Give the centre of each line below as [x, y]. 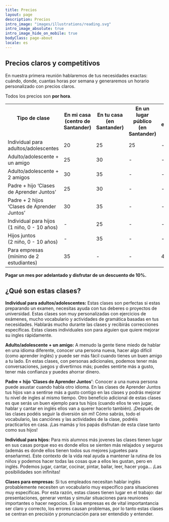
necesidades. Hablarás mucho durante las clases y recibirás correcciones [82, 324]
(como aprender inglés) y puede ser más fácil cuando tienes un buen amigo [84, 356]
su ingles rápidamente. [29, 335]
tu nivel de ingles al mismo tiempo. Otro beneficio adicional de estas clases [83, 398]
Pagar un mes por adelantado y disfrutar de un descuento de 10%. [76, 275]
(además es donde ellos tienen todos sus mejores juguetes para [72, 451]
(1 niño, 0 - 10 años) [33, 227]
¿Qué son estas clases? [43, 291]
